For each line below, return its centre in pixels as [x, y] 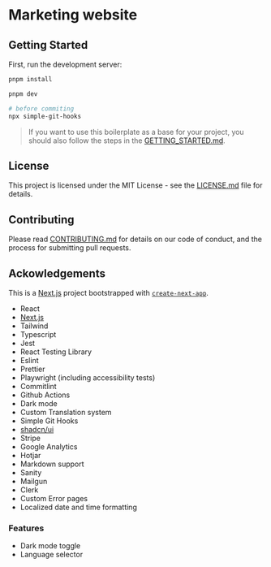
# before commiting [41, 108]
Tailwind [34, 326]
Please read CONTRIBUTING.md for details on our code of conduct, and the [135, 239]
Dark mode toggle [50, 546]
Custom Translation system [66, 412]
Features [26, 528]
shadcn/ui [37, 429]
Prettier [32, 369]
